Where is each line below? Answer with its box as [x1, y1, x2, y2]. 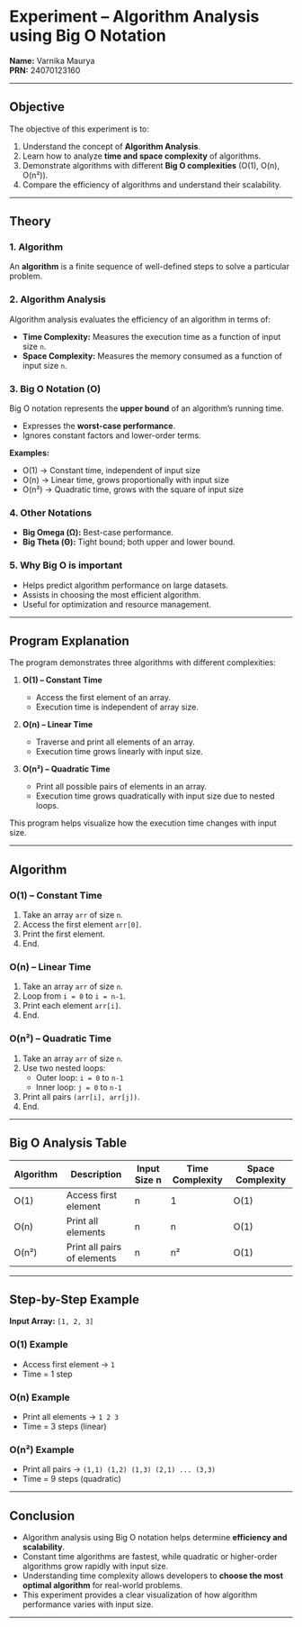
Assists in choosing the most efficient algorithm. [22, 589, 201, 600]
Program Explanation [9, 634, 130, 649]
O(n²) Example [9, 1443, 75, 1456]
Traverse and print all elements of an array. [35, 736, 195, 747]
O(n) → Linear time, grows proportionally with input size [22, 475, 229, 486]
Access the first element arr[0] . [22, 919, 142, 930]
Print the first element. [22, 928, 106, 939]
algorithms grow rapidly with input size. [22, 1561, 169, 1572]
